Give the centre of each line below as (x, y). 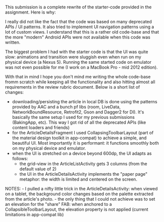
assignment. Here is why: (31, 12)
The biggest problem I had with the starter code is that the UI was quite (77, 52)
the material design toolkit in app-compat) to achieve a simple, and (79, 138)
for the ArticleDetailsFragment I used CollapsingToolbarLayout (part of (83, 133)
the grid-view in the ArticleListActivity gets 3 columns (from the (83, 164)
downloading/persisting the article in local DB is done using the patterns (85, 102)
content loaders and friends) (41, 128)
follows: (20, 158)
